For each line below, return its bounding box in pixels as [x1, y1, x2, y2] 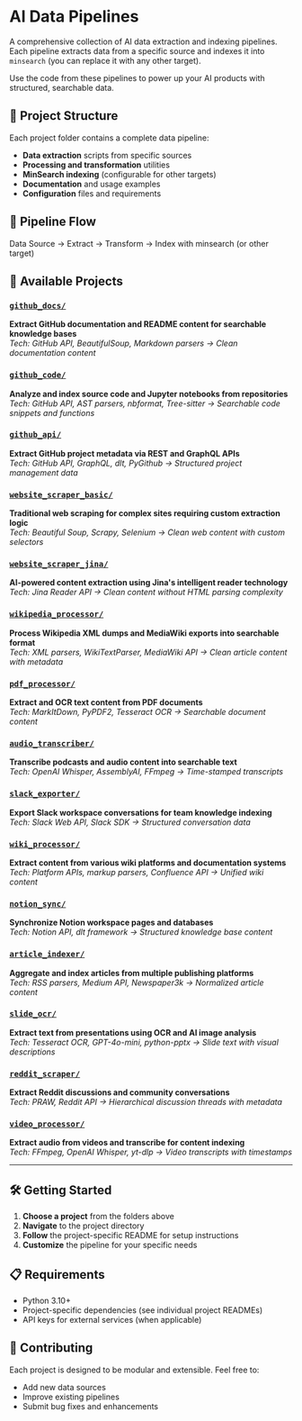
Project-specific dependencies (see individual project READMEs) [22, 1305, 263, 1316]
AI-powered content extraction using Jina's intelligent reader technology [9, 577, 289, 588]
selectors [9, 537, 44, 548]
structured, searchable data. [9, 82, 114, 93]
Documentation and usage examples [22, 178, 161, 189]
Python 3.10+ [22, 1295, 72, 1307]
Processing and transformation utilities [22, 159, 171, 170]
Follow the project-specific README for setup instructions [22, 1230, 239, 1241]
